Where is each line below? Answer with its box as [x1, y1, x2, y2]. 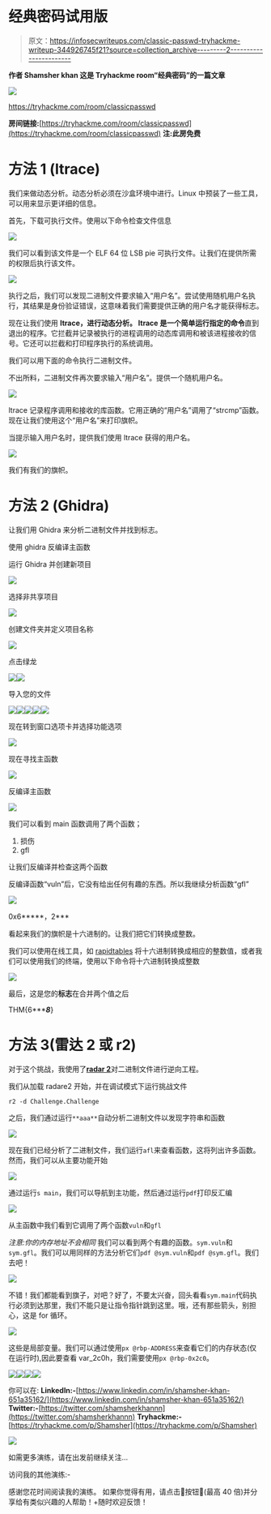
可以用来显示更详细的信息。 [8, 198, 101, 208]
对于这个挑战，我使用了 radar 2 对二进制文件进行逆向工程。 [8, 1064, 204, 1074]
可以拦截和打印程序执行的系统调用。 [36, 338, 158, 348]
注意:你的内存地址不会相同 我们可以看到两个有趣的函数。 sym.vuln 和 [8, 1237, 233, 1247]
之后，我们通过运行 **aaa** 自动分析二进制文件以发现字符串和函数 [8, 1113, 226, 1122]
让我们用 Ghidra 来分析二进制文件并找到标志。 [8, 525, 163, 534]
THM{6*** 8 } [8, 1005, 54, 1014]
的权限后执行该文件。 [8, 258, 79, 268]
